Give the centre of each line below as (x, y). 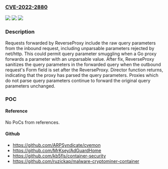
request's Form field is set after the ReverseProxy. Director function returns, (84, 70)
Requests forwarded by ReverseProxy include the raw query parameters (80, 43)
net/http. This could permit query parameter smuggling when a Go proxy (81, 54)
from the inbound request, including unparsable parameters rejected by (80, 48)
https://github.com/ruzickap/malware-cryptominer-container (76, 161)
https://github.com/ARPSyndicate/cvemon (57, 145)
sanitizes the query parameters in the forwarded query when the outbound (83, 64)
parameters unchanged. (30, 86)
